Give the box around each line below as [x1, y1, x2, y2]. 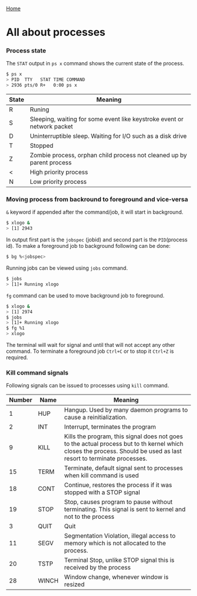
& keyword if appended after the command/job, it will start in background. [6, 208, 184, 216]
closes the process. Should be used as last [64, 447, 182, 455]
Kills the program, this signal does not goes [64, 432, 184, 441]
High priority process [29, 168, 89, 176]
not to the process [64, 512, 114, 521]
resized [64, 580, 85, 588]
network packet [29, 122, 73, 131]
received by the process [64, 564, 131, 572]
